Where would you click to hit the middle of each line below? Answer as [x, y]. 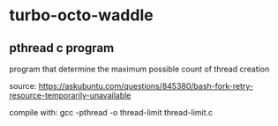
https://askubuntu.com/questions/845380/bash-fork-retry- [146, 86]
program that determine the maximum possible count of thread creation [139, 69]
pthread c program [62, 48]
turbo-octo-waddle [81, 15]
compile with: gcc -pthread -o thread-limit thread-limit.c [111, 112]
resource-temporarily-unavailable [70, 95]
